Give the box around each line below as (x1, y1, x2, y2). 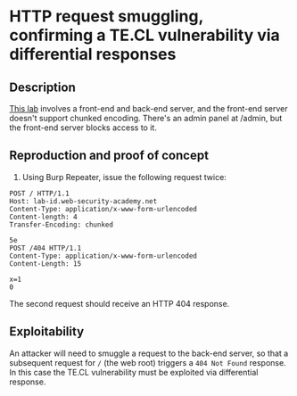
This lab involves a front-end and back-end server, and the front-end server (9, 103, 288, 113)
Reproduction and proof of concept (9, 148, 210, 163)
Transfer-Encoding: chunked (9, 220, 114, 229)
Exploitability (9, 324, 85, 340)
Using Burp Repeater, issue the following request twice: (21, 171, 227, 182)
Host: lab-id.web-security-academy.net (9, 196, 158, 206)
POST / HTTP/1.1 (9, 189, 70, 198)
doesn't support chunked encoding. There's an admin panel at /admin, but (9, 113, 283, 123)
